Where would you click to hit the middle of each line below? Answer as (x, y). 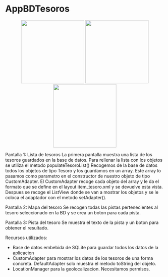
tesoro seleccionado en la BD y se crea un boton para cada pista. (73, 212)
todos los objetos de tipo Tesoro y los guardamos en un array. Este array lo (83, 170)
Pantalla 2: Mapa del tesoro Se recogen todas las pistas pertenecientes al (81, 207)
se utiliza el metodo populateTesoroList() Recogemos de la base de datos (81, 165)
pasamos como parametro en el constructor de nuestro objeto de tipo (78, 176)
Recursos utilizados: (26, 238)
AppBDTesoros (37, 9)
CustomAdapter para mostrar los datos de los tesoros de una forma (83, 258)
